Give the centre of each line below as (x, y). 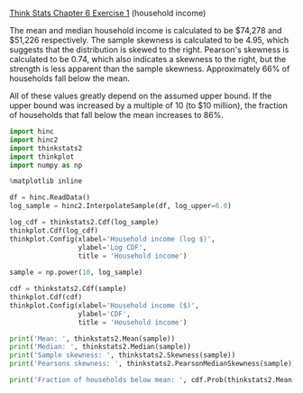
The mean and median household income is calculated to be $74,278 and (146, 30)
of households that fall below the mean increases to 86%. (116, 115)
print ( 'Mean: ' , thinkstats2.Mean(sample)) (92, 338)
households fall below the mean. (70, 78)
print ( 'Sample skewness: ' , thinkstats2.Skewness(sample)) (123, 355)
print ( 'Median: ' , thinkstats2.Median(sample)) (101, 347)
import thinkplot (42, 157)
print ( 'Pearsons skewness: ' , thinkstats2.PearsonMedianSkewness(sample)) (153, 364)
